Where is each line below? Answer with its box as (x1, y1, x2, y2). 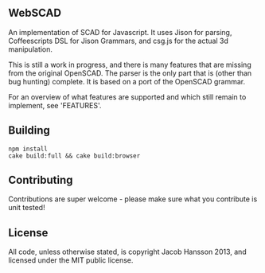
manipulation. (8, 44, 53, 54)
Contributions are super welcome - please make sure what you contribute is (8, 194, 258, 204)
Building (8, 123, 50, 138)
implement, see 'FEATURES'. (8, 100, 102, 110)
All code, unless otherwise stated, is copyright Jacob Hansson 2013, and (8, 247, 247, 257)
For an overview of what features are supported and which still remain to (8, 92, 247, 102)
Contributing (8, 174, 73, 187)
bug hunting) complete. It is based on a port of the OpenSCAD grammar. (8, 76, 245, 86)
